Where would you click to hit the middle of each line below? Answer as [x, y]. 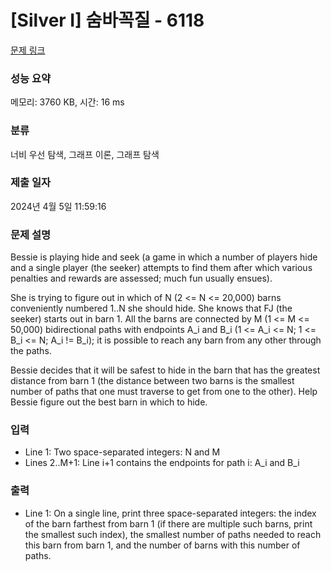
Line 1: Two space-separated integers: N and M [122, 452]
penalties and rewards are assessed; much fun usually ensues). [141, 278]
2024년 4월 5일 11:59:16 [58, 206]
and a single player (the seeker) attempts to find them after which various [161, 268]
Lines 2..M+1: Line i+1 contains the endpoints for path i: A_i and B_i [162, 463]
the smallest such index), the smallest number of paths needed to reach [173, 534]
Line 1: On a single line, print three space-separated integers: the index [170, 513]
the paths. [31, 351]
